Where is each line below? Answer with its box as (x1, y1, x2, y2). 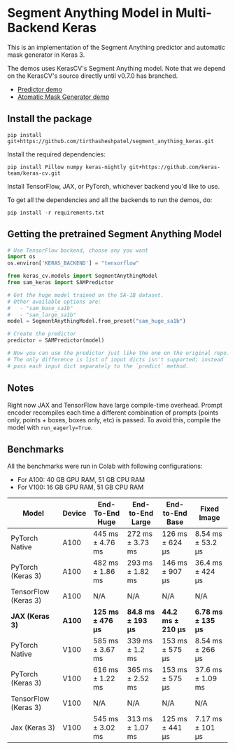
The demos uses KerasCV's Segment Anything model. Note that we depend (7, 64, 226, 72)
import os (7, 253, 36, 260)
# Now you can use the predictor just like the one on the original (7, 349, 211, 357)
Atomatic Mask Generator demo (17, 93, 110, 101)
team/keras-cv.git (7, 170, 61, 177)
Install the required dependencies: (7, 149, 106, 159)
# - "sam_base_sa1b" (7, 304, 73, 312)
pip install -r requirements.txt (7, 209, 105, 216)
